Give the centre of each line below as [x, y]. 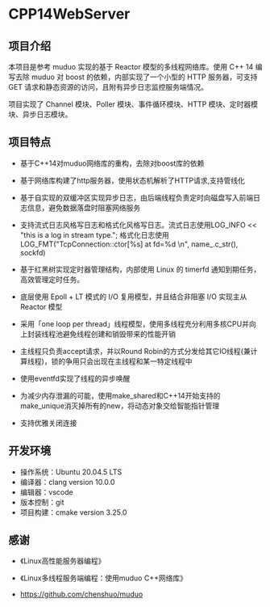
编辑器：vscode [47, 492]
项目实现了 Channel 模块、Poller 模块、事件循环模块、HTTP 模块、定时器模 [133, 104]
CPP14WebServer [69, 14]
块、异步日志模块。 [40, 114]
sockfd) [33, 252]
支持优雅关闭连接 [48, 423]
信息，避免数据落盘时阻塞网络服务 [84, 208]
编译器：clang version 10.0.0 [67, 482]
